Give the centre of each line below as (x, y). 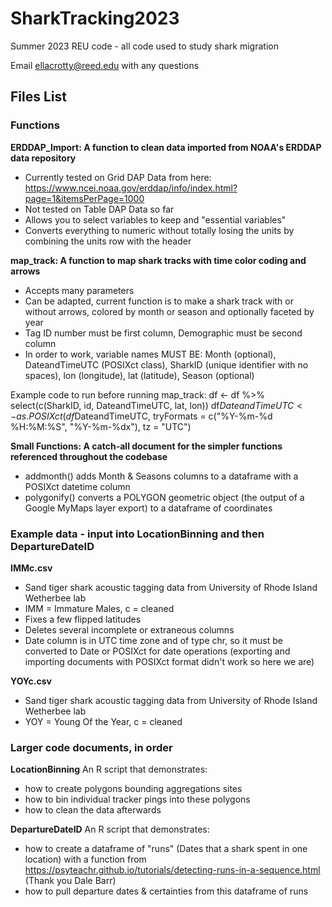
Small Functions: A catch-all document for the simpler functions (146, 446)
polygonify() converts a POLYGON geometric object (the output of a (164, 497)
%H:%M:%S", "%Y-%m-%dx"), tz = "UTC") (101, 426)
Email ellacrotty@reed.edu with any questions (105, 65)
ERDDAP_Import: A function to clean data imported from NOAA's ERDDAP (166, 147)
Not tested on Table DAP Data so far (99, 209)
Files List (38, 97)
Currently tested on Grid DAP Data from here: (118, 177)
